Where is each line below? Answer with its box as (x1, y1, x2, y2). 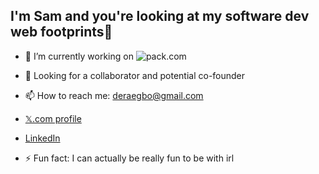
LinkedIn (24, 132, 61, 144)
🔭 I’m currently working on (24, 50, 134, 62)
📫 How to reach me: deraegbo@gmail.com (24, 89, 204, 101)
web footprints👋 (10, 24, 113, 41)
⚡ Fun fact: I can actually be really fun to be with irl (24, 152, 235, 164)
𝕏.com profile (24, 112, 82, 124)
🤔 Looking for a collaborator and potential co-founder (24, 69, 246, 81)
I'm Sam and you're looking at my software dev (10, 8, 310, 25)
